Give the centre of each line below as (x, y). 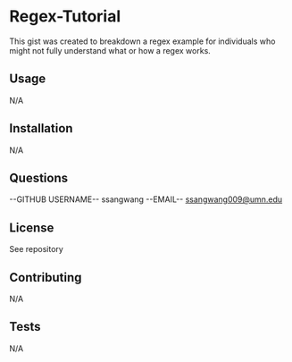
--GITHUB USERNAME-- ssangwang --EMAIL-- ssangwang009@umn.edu (146, 199)
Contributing (46, 278)
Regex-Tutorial (65, 17)
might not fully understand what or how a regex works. (110, 50)
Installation (41, 128)
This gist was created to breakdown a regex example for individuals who (142, 41)
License (32, 227)
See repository (37, 249)
